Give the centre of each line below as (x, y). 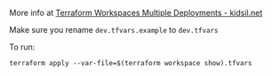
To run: (22, 47)
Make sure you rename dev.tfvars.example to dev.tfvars (114, 30)
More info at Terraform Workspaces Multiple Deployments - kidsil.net (136, 13)
